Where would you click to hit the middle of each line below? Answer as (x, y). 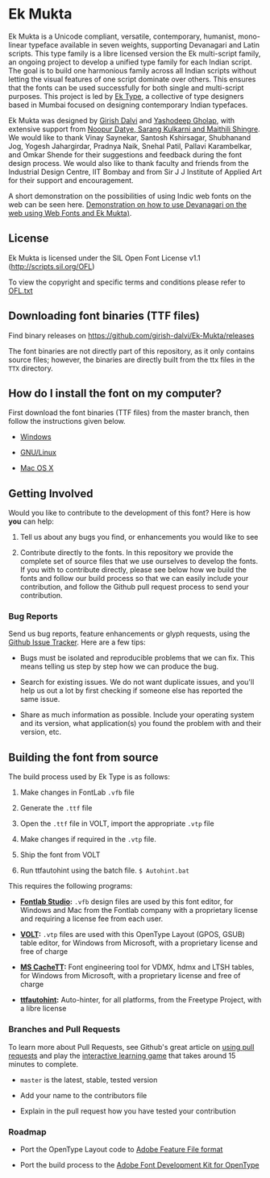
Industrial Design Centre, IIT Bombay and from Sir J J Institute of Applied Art (135, 172)
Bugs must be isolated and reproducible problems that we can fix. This (137, 658)
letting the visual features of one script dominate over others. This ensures (132, 79)
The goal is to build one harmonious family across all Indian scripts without (132, 70)
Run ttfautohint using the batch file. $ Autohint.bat (104, 870)
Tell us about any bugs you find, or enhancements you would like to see (139, 537)
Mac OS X (37, 468)
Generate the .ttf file (56, 808)
